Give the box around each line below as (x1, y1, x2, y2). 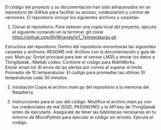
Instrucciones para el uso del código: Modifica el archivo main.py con (12, 99, 152, 104)
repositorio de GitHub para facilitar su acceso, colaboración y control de (5, 9, 150, 15)
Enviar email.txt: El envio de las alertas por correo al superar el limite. (5, 64, 143, 70)
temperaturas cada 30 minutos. (5, 75, 68, 80)
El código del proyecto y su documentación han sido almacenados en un (5, 4, 151, 10)
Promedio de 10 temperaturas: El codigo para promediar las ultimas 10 (5, 70, 145, 75)
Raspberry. (12, 90, 35, 95)
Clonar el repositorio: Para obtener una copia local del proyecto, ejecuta (12, 24, 157, 30)
